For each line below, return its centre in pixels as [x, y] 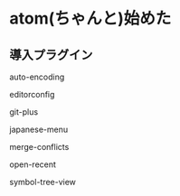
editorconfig [32, 94]
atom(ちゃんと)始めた [90, 19]
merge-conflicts [39, 147]
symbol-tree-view [43, 182]
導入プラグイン [51, 55]
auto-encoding [37, 77]
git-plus [24, 112]
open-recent [33, 164]
